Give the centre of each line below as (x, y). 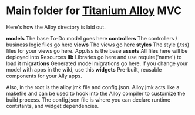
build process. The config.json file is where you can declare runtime (88, 99)
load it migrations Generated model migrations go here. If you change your (97, 63)
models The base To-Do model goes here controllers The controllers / (92, 38)
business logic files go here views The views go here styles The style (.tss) (98, 45)
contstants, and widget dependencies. (53, 106)
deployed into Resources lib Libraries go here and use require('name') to (94, 57)
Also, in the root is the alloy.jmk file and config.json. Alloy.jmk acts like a (93, 87)
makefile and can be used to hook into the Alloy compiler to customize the (96, 93)
